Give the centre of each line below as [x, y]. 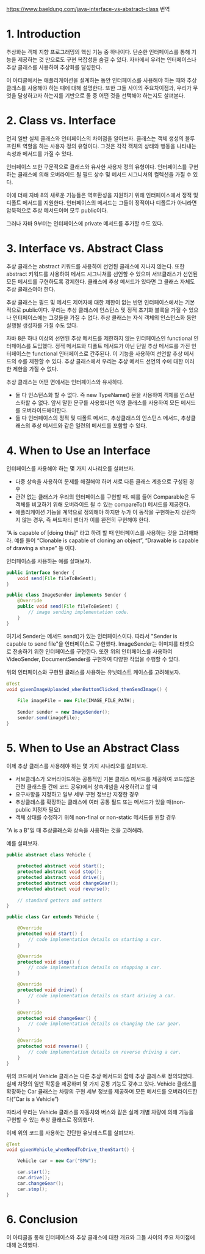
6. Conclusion [42, 1219]
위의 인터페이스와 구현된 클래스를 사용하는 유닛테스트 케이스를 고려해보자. [94, 672]
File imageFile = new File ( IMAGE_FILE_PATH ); [76, 701]
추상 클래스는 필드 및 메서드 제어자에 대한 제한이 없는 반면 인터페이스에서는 [95, 302]
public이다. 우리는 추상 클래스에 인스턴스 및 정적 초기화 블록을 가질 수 [105, 310]
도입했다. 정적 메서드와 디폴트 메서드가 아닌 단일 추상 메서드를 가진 [111, 346]
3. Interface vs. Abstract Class [85, 248]
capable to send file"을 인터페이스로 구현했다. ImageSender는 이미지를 [92, 644]
